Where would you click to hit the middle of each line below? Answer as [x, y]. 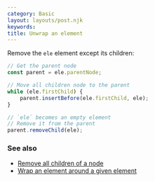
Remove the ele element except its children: [71, 53]
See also [22, 148]
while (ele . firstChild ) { [45, 92]
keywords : [22, 27]
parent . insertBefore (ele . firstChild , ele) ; [85, 98]
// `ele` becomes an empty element [59, 117]
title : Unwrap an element [45, 33]
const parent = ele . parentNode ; [54, 73]
